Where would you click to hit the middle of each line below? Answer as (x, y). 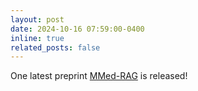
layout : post (37, 19)
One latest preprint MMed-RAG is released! (99, 76)
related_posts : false (55, 47)
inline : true (37, 38)
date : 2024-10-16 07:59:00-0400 (77, 29)
